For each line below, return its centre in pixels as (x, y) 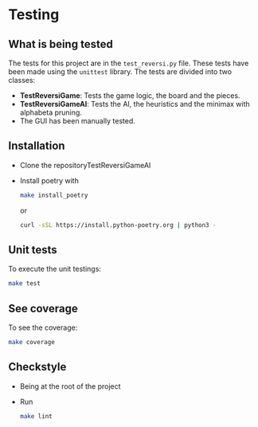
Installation (37, 146)
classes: (22, 80)
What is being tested (61, 44)
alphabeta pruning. (51, 112)
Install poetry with (49, 180)
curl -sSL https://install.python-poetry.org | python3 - (118, 225)
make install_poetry (54, 195)
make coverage (32, 343)
